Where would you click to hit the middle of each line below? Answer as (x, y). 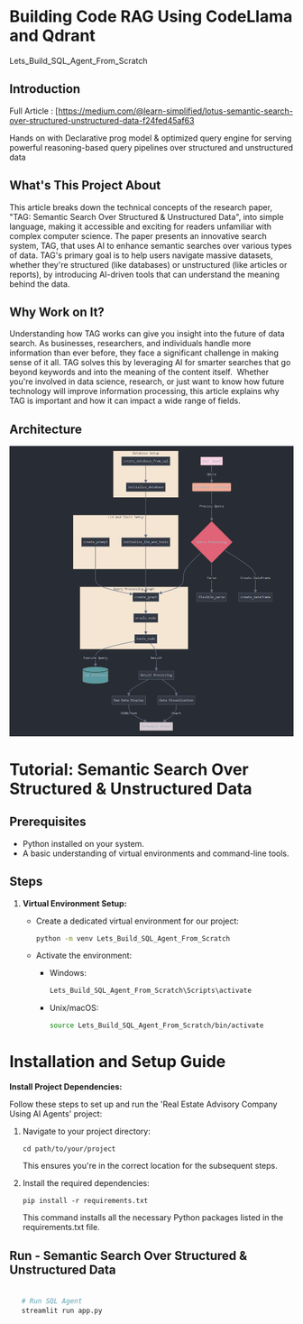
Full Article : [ (34, 111)
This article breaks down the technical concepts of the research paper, (141, 207)
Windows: (68, 973)
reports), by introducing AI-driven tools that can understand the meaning (145, 274)
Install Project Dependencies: (66, 1087)
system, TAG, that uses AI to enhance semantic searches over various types (151, 245)
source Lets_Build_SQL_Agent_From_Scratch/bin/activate (156, 1025)
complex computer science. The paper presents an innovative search (138, 235)
